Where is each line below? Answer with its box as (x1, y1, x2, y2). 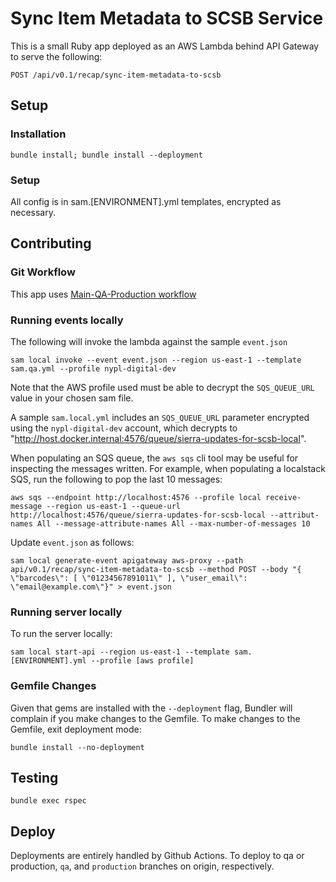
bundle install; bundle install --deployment (10, 150, 203, 160)
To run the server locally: (10, 628, 113, 640)
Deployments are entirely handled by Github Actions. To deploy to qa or (10, 850, 305, 862)
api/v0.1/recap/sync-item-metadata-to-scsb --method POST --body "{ (10, 564, 302, 574)
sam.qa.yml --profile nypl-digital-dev (10, 363, 177, 374)
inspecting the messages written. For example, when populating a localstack (10, 462, 326, 474)
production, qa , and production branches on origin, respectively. (10, 860, 275, 872)
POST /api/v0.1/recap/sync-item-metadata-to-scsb (10, 70, 222, 80)
